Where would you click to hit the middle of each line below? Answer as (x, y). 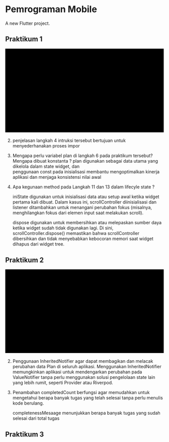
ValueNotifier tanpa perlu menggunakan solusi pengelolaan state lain (84, 377)
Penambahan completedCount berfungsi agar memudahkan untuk (81, 392)
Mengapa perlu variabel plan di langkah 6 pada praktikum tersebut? (82, 156)
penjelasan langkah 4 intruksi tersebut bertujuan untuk (69, 140)
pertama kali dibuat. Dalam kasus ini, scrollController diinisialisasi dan (84, 202)
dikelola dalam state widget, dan (46, 166)
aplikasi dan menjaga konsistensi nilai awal (57, 177)
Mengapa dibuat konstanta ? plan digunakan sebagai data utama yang (85, 161)
